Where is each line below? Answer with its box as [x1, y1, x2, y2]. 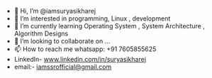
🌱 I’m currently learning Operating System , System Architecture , [13, 22, 206, 30]
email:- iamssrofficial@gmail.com [13, 62, 112, 71]
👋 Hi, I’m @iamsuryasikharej [13, 7, 96, 15]
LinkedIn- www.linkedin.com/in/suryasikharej [13, 55, 147, 63]
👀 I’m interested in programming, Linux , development [13, 14, 171, 23]
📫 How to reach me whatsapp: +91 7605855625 [13, 45, 157, 53]
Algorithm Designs [13, 29, 69, 38]
